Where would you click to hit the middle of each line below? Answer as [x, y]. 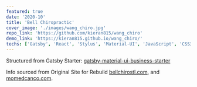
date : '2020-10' [26, 17]
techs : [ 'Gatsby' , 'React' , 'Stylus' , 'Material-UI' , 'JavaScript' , [91, 44]
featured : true [25, 11]
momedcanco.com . [30, 78]
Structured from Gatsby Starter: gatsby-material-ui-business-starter [88, 60]
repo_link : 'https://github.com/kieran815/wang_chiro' [74, 33]
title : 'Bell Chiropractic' [40, 22]
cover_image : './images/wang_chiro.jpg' [56, 28]
